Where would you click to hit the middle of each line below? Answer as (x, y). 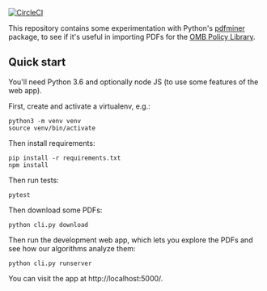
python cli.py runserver (50, 263)
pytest (19, 195)
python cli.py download (49, 225)
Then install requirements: (52, 143)
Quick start (37, 62)
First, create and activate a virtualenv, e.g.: (80, 106)
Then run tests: (34, 180)
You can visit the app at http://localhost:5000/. (86, 278)
